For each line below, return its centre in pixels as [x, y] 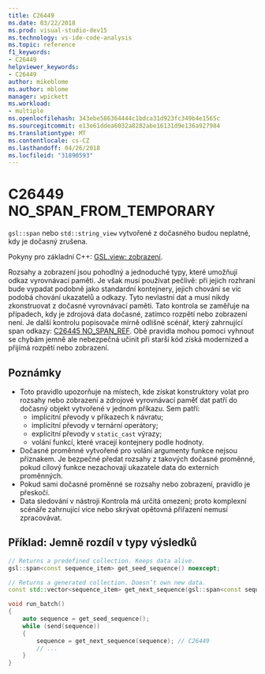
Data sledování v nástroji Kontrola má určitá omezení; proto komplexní [133, 501]
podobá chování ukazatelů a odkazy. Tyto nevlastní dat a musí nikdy [119, 297]
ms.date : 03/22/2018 [42, 23]
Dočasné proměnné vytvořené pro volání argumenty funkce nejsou [129, 451]
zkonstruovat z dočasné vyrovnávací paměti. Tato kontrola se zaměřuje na [129, 306]
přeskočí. [35, 492]
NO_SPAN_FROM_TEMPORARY [112, 211]
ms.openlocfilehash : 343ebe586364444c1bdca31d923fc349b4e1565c [114, 119]
